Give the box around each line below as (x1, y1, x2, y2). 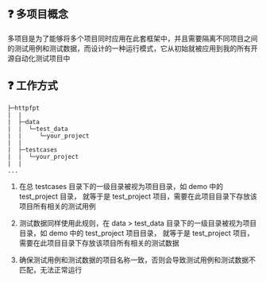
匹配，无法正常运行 (18, 265, 83, 274)
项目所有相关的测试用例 (18, 201, 96, 211)
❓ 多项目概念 (7, 7, 69, 21)
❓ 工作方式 (7, 79, 59, 93)
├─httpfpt (7, 104, 40, 112)
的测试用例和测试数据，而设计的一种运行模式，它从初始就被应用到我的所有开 (7, 43, 258, 53)
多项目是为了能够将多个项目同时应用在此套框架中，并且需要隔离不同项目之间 (7, 33, 258, 43)
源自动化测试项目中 (7, 53, 71, 63)
